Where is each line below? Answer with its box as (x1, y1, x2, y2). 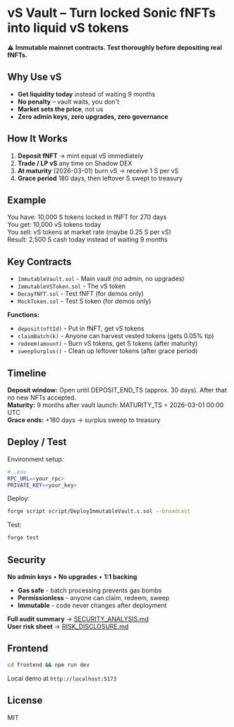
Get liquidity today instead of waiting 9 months (17, 89, 156, 98)
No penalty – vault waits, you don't (17, 97, 120, 106)
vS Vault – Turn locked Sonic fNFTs (7, 5, 216, 21)
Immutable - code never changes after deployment (17, 601, 167, 609)
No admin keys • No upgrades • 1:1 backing (7, 573, 137, 580)
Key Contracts (7, 256, 72, 268)
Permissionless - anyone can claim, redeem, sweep (17, 594, 170, 602)
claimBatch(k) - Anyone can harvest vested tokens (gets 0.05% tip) (17, 332, 214, 340)
